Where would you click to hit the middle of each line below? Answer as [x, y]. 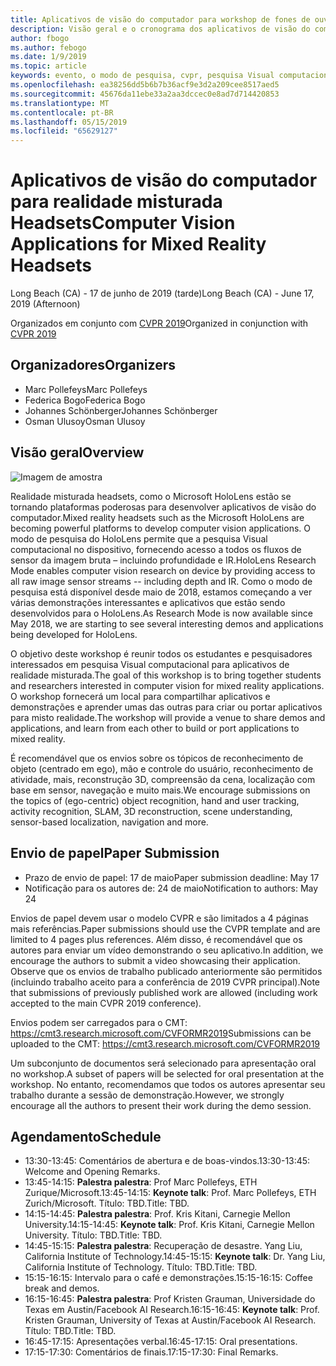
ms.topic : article [48, 66]
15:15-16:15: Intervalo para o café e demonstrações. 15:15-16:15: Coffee [168, 1278]
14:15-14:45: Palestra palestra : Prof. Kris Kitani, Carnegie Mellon [157, 1214]
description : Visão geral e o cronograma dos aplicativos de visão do [160, 29]
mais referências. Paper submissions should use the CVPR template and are [165, 928]
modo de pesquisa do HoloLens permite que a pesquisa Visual [139, 538]
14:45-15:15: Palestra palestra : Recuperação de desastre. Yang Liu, [163, 1246]
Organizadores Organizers [93, 365]
